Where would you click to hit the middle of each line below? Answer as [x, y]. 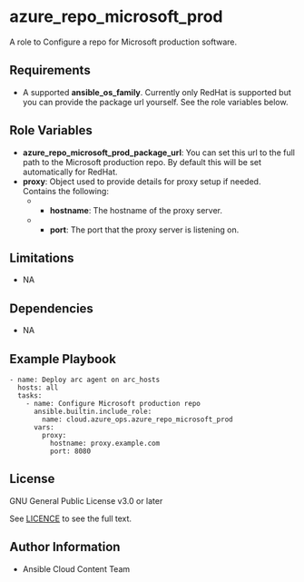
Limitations [42, 257]
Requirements [50, 70]
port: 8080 [70, 451]
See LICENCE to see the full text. [71, 518]
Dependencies [51, 308]
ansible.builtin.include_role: [93, 411]
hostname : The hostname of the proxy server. [136, 210]
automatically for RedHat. [70, 172]
